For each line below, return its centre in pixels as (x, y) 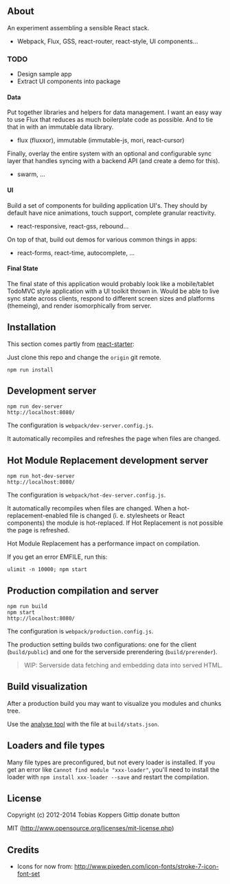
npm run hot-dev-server (41, 476)
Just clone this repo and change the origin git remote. (84, 357)
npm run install (30, 370)
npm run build (27, 606)
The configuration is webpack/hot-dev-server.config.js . (87, 495)
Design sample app (44, 74)
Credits (23, 850)
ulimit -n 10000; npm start (47, 570)
